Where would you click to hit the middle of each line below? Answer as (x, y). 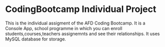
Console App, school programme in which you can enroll (64, 28)
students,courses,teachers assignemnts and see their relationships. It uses (82, 33)
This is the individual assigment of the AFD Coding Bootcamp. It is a (75, 23)
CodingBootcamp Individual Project (81, 9)
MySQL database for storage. (36, 39)
